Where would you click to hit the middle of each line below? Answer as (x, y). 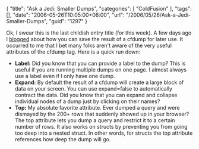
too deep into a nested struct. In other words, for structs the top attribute (104, 133)
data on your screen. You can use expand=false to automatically (94, 89)
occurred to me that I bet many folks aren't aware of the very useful (89, 45)
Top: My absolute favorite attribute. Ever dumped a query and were (97, 108)
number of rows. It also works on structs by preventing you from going (101, 127)
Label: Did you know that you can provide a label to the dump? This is (100, 63)
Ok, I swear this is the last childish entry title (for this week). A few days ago (99, 33)
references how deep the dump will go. (63, 139)
